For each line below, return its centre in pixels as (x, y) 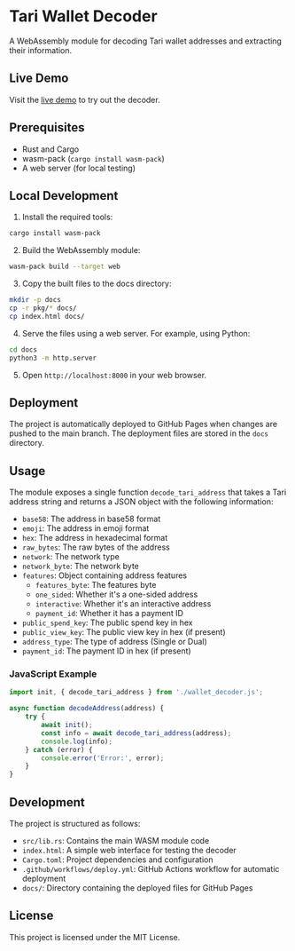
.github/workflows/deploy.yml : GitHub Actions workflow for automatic (151, 868)
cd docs (23, 349)
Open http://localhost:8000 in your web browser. (114, 375)
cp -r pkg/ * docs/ (43, 308)
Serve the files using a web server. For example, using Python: (136, 333)
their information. (41, 50)
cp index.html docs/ (47, 316)
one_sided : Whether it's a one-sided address (116, 594)
